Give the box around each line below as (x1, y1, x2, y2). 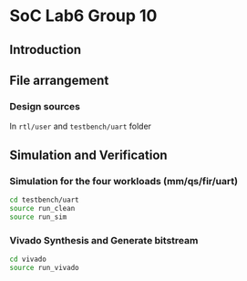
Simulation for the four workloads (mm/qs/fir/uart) (9, 174, 239, 187)
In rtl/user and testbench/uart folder (9, 120, 152, 132)
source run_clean (9, 203, 76, 213)
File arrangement (9, 72, 109, 88)
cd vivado (9, 255, 47, 264)
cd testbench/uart (9, 195, 79, 204)
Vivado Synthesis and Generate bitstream (9, 234, 199, 246)
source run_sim (9, 212, 67, 222)
